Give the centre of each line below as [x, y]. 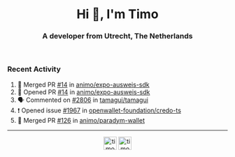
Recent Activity [34, 69]
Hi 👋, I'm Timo [117, 14]
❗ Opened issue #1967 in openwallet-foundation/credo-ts [99, 110]
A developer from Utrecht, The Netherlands [117, 36]
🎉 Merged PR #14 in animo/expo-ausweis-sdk [83, 84]
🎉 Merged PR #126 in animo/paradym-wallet [81, 120]
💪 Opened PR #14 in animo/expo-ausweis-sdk [84, 92]
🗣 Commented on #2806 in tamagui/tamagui [83, 100]
